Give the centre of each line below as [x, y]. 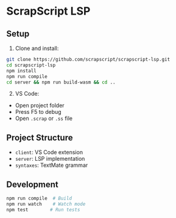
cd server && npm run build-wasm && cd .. [61, 82]
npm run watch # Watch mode [46, 204]
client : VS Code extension [49, 152]
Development [33, 184]
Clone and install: [37, 48]
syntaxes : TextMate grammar [51, 165]
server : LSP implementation [50, 159]
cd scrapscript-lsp [31, 65]
